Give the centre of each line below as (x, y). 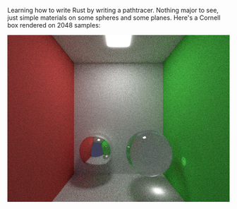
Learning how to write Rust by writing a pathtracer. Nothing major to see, (113, 10)
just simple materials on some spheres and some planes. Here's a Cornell (114, 18)
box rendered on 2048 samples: (54, 25)
